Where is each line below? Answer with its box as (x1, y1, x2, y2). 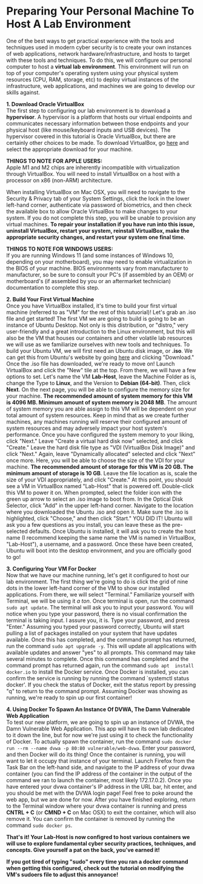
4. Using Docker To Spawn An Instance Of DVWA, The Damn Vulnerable (6, 705, 191, 713)
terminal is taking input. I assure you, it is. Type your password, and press (6, 617, 190, 624)
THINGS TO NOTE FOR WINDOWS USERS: (6, 245, 113, 252)
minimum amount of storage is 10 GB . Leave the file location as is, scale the (6, 469, 198, 477)
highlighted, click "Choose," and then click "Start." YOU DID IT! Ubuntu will (6, 514, 193, 522)
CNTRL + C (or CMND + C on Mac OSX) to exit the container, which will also (6, 808, 196, 816)
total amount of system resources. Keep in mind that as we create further (6, 411, 189, 419)
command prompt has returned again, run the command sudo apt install (6, 661, 194, 669)
